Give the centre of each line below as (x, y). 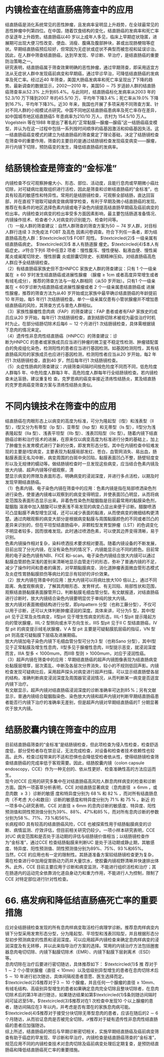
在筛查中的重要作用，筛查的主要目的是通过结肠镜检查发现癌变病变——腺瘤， (82, 140)
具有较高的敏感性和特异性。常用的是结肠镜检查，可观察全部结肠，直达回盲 (80, 195)
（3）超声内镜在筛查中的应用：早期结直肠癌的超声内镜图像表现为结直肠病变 (81, 659)
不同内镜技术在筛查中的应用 (61, 406)
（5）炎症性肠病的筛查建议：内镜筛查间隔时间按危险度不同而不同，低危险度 (81, 366)
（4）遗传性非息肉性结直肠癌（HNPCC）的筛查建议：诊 (61, 336)
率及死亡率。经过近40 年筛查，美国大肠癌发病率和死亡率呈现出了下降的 (77, 79)
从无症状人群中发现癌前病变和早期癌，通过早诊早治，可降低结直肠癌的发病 (84, 73)
